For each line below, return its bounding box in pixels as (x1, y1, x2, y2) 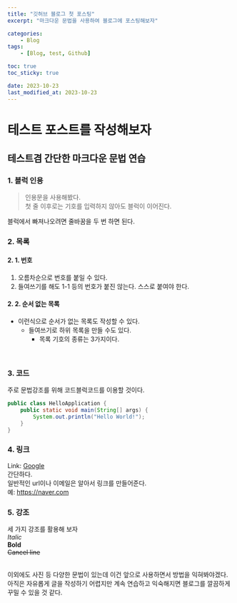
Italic (7, 532, 22, 541)
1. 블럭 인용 (7, 176, 44, 186)
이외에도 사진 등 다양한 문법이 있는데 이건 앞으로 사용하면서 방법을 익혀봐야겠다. (7, 570, 228, 579)
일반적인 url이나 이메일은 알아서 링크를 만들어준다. (7, 479, 147, 487)
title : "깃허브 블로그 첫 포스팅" (7, 10, 95, 18)
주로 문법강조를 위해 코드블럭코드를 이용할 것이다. (7, 386, 145, 394)
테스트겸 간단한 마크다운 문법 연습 (7, 153, 146, 165)
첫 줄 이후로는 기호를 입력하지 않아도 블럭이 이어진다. (24, 202, 172, 211)
